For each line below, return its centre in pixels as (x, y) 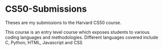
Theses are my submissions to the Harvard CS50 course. (63, 23)
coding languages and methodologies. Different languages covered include (82, 37)
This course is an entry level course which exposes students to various (77, 32)
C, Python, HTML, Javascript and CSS (44, 42)
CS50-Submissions (46, 9)
